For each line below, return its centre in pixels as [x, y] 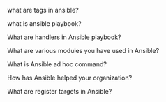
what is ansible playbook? [44, 23]
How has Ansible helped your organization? [70, 78]
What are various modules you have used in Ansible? [83, 51]
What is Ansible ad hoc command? [57, 64]
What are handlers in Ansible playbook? [64, 37]
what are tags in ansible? [43, 10]
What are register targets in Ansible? [60, 91]
